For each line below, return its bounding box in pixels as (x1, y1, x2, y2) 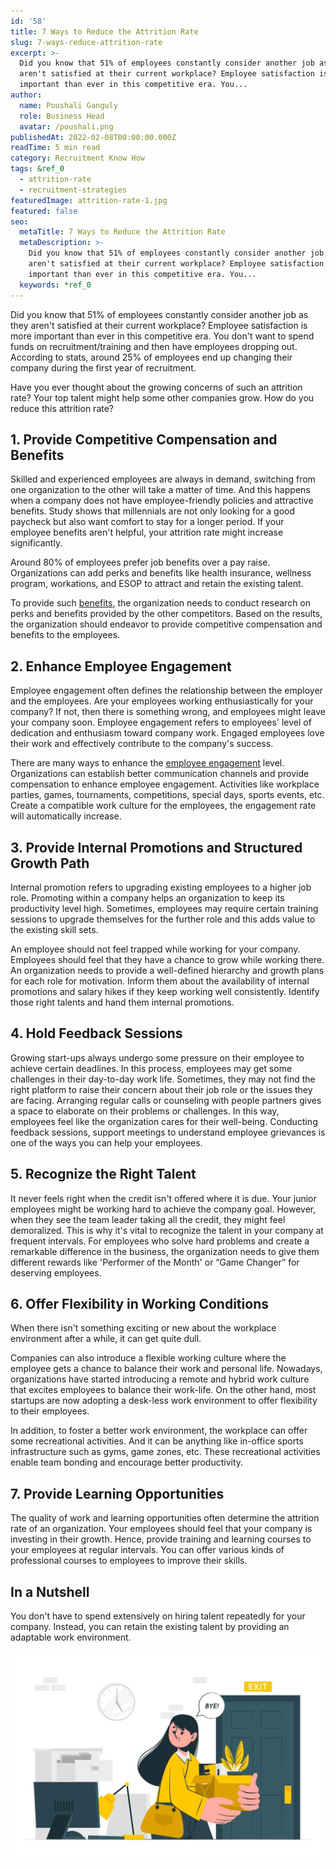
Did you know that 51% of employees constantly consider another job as (10, 308, 309, 320)
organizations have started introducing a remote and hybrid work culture (10, 1373, 310, 1385)
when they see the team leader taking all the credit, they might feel (10, 1213, 286, 1225)
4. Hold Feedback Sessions (10, 1025, 183, 1042)
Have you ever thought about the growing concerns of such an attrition (10, 381, 303, 393)
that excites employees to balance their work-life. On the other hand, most (10, 1384, 317, 1396)
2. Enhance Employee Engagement (10, 658, 232, 675)
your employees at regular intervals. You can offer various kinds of (10, 1544, 285, 1556)
